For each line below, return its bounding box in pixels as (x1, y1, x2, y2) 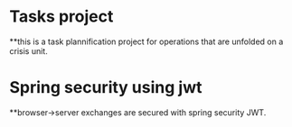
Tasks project (9, 6, 114, 27)
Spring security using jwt (9, 77, 203, 98)
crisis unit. (9, 45, 48, 56)
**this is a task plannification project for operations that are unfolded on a (9, 36, 284, 47)
